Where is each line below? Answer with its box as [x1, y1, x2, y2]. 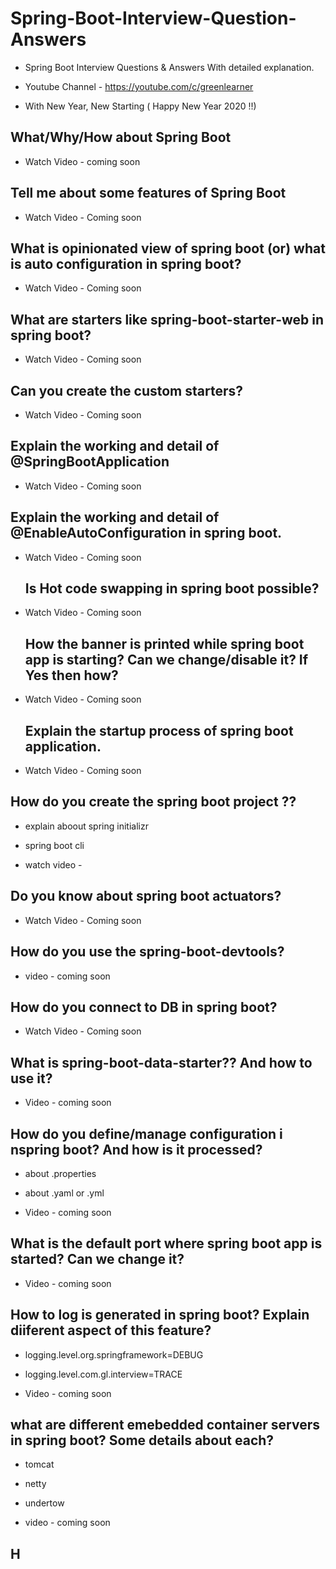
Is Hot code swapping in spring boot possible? [24, 580, 320, 597]
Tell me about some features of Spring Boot [10, 185, 287, 202]
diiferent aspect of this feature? [10, 1322, 212, 1339]
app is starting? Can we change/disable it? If [24, 651, 309, 668]
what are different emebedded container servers [10, 1416, 321, 1433]
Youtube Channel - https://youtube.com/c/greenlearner [24, 80, 254, 92]
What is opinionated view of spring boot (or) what [10, 240, 326, 257]
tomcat [24, 1458, 55, 1471]
